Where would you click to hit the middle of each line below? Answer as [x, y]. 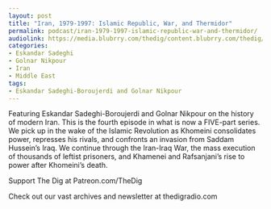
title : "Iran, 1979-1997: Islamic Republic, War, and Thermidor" [120, 23]
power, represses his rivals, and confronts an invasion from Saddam [121, 140]
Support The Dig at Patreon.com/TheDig [75, 181]
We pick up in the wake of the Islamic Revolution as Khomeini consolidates [132, 131]
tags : [17, 83]
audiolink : [27, 38]
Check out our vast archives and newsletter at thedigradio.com [113, 196]
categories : [28, 46]
